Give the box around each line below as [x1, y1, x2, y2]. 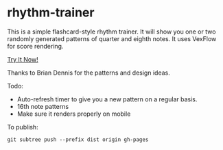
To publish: [7, 123, 39, 131]
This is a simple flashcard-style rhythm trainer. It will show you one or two [7, 27, 216, 36]
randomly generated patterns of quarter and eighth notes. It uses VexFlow [7, 34, 217, 42]
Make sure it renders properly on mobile [16, 110, 131, 118]
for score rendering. [7, 42, 64, 50]
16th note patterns [16, 102, 69, 110]
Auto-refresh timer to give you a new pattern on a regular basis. [16, 95, 198, 103]
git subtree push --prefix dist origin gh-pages [7, 136, 149, 143]
